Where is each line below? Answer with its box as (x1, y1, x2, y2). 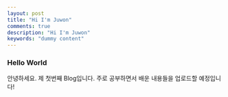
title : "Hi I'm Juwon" (7, 16, 72, 23)
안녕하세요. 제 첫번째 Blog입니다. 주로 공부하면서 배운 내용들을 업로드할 (7, 74, 198, 83)
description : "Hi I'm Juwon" (7, 29, 91, 36)
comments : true (7, 23, 51, 29)
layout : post (7, 10, 45, 17)
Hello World (7, 58, 47, 68)
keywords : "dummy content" (7, 36, 84, 42)
